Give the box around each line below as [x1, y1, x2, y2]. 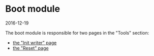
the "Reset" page [12, 45, 49, 51]
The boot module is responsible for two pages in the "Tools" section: [5, 30, 149, 36]
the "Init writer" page [12, 39, 57, 46]
